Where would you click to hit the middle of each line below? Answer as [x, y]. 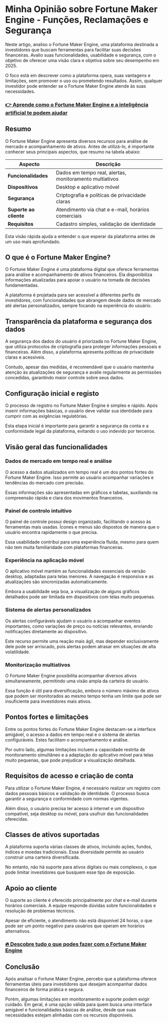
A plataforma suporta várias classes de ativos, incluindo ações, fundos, [79, 847]
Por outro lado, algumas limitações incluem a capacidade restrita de [75, 749]
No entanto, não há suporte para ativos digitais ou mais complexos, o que [81, 867]
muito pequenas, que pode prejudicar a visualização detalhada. [70, 760]
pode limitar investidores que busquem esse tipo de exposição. [70, 872]
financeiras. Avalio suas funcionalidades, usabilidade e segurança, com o [81, 55]
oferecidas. [17, 819]
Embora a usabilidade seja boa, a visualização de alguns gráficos [72, 592]
